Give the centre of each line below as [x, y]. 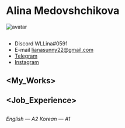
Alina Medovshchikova [63, 11]
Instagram [27, 62]
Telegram [26, 56]
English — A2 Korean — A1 [38, 119]
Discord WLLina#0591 [41, 44]
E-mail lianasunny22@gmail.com [54, 50]
